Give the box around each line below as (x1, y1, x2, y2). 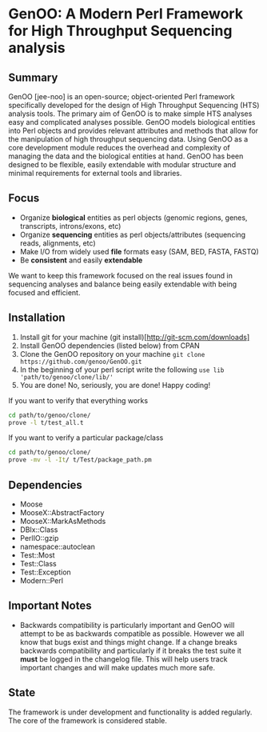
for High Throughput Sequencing (8, 22, 233, 40)
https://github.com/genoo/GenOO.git (19, 358, 142, 366)
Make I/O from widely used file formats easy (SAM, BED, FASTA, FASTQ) (19, 246, 260, 256)
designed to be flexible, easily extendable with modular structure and (8, 160, 237, 169)
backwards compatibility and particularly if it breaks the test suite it (19, 646, 242, 655)
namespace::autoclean (19, 542, 96, 551)
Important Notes (8, 599, 92, 613)
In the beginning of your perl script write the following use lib (19, 365, 225, 374)
